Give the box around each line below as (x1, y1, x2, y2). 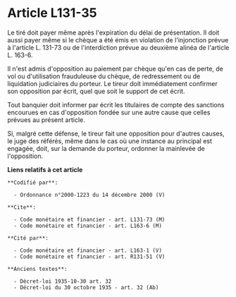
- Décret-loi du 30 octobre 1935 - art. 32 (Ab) (13, 284, 159, 291)
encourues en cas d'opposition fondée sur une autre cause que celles (7, 108, 211, 116)
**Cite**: (7, 203, 37, 211)
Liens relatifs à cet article (7, 165, 83, 174)
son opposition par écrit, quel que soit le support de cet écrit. (7, 87, 185, 95)
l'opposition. (7, 152, 44, 160)
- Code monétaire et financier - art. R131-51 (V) (13, 253, 166, 260)
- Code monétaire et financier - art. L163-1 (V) (13, 247, 162, 254)
